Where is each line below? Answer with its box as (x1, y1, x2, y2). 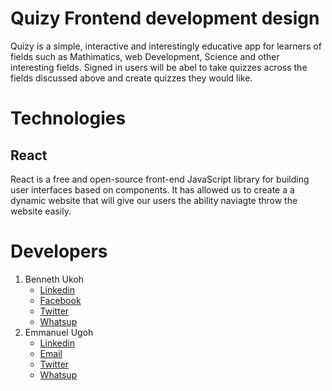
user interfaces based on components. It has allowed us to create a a (10, 183, 295, 196)
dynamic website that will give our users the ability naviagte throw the (10, 194, 298, 206)
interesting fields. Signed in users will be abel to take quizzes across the (10, 61, 308, 73)
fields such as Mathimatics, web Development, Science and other (10, 50, 280, 62)
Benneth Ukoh (24, 273, 85, 285)
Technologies (10, 107, 127, 130)
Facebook (39, 294, 82, 306)
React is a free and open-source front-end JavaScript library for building (10, 173, 310, 185)
